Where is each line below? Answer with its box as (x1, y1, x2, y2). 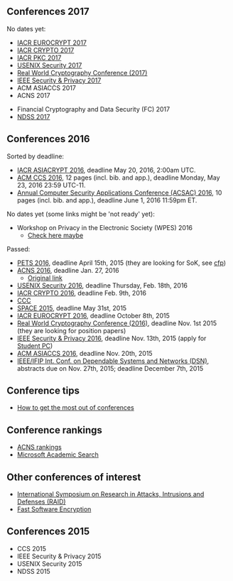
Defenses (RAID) (16, 497, 66, 506)
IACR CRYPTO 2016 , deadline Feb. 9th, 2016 (16, 288, 147, 297)
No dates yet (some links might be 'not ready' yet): (6, 210, 156, 218)
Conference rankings (6, 424, 102, 436)
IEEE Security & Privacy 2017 (16, 76, 102, 85)
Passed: (6, 244, 31, 253)
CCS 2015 (16, 544, 47, 553)
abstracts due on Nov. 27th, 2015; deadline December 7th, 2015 (16, 364, 204, 372)
